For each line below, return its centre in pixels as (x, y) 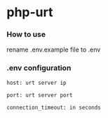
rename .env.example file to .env (54, 49)
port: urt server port (40, 95)
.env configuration (39, 68)
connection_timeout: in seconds (54, 107)
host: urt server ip (37, 83)
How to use (26, 35)
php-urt (30, 12)
